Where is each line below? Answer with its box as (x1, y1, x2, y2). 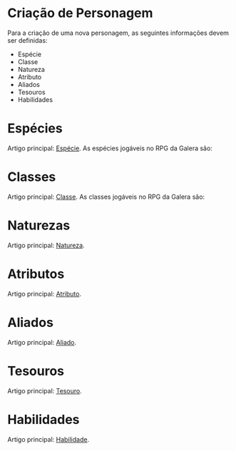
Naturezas (7, 217, 71, 233)
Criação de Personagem (7, 5, 153, 21)
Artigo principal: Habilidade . (7, 435, 90, 443)
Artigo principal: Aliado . (7, 338, 77, 346)
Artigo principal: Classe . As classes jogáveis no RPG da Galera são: (7, 192, 205, 201)
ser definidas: (7, 36, 48, 44)
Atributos (7, 266, 65, 282)
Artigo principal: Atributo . (7, 289, 82, 298)
